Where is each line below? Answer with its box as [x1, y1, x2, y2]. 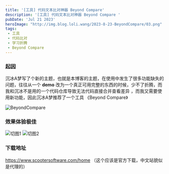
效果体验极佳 [5, 118, 37, 125]
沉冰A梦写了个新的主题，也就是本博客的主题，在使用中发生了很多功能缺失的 [5, 75, 164, 81]
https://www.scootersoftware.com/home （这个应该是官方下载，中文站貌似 [5, 157, 163, 163]
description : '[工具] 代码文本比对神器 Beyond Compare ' [5, 12, 121, 17]
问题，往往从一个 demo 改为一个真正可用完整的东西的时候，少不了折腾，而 [5, 82, 162, 88]
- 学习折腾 [7, 41, 28, 46]
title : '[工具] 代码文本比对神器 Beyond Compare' [5, 7, 105, 13]
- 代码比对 [7, 36, 28, 41]
